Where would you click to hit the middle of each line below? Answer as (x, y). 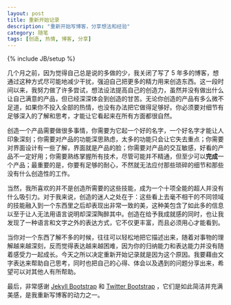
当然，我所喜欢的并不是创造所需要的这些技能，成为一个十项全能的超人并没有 (115, 188)
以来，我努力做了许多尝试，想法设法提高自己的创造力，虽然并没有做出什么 (118, 90)
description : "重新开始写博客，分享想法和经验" (69, 26)
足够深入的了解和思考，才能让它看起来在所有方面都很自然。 (91, 116)
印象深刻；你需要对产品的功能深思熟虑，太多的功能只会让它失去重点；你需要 (115, 139)
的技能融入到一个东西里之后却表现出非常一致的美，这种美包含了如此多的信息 (115, 206)
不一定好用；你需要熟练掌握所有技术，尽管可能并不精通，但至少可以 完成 (115, 156)
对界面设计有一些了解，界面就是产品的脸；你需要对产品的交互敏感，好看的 (112, 148)
